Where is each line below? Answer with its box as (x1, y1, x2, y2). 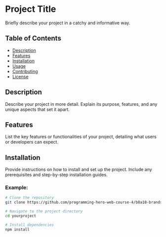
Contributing (12, 68, 38, 74)
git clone (5, 200, 26, 205)
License (12, 73, 29, 80)
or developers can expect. (5, 139, 58, 145)
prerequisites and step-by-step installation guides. (5, 172, 108, 178)
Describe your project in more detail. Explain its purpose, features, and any (5, 101, 158, 107)
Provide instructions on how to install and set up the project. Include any (5, 167, 152, 173)
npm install (5, 227, 30, 232)
